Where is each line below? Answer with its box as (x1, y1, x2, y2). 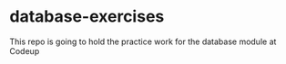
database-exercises (9, 6, 165, 27)
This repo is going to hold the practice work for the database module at (9, 36, 277, 47)
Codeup (9, 45, 40, 56)
